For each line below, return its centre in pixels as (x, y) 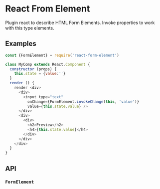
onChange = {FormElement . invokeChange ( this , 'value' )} (83, 102)
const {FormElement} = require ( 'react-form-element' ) (62, 55)
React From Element (48, 9)
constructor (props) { (33, 69)
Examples (21, 44)
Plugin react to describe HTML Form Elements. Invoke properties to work (80, 23)
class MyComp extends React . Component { (48, 64)
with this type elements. (30, 28)
